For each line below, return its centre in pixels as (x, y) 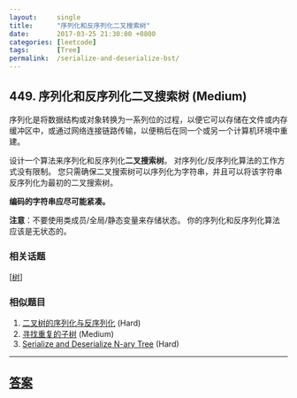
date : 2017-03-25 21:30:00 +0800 (83, 34)
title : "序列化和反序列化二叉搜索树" (80, 26)
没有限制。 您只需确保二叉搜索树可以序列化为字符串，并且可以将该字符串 (149, 171)
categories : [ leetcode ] (53, 42)
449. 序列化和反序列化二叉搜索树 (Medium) (128, 97)
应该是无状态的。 (40, 231)
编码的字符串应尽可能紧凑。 (60, 201)
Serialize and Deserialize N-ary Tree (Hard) (100, 344)
